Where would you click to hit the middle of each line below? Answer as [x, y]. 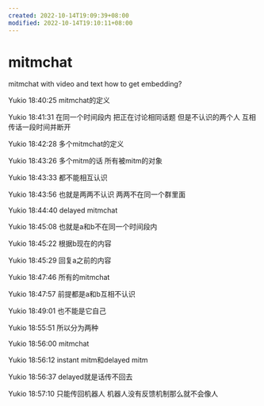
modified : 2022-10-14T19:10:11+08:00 [71, 23]
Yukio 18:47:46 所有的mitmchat [59, 278]
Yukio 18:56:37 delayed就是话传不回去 [71, 377]
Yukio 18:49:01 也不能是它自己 [57, 311]
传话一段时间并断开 [40, 127]
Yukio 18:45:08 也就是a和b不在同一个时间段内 [83, 227]
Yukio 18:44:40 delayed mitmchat [63, 210]
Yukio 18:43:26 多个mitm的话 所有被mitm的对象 [85, 161]
